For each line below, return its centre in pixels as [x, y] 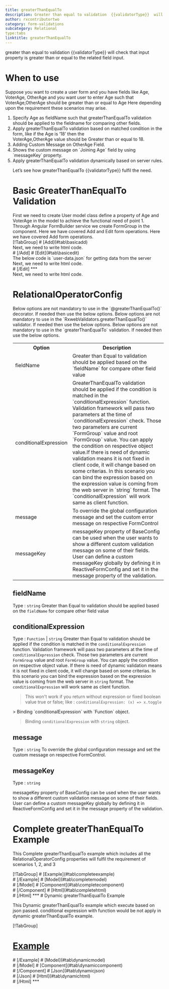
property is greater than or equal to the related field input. [65, 57]
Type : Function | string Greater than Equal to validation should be [81, 639]
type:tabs [16, 33]
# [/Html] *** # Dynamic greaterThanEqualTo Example [68, 895]
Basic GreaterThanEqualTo [69, 191]
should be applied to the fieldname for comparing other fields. [77, 123]
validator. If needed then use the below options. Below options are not [85, 324]
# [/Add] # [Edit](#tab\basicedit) [46, 253]
